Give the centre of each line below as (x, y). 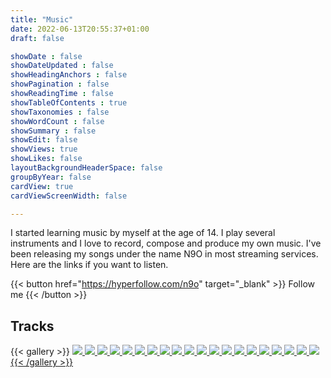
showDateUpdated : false (62, 66)
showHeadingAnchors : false (69, 75)
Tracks (32, 326)
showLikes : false (46, 159)
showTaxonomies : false (60, 112)
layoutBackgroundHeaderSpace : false (86, 168)
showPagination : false (60, 84)
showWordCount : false (57, 121)
